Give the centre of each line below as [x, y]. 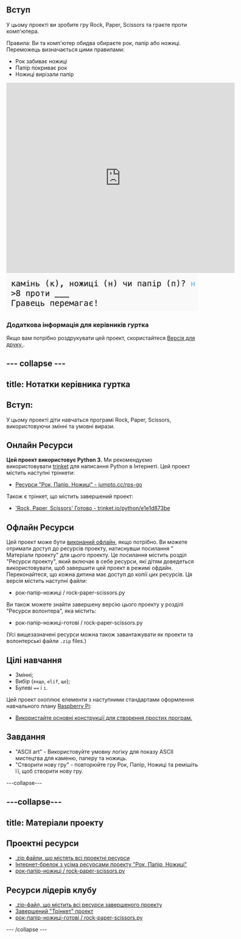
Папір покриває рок [41, 68]
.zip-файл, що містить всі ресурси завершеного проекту [89, 905]
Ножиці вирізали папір [44, 74]
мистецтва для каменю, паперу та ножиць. [71, 758]
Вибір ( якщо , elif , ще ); [43, 681]
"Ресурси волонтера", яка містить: [51, 611]
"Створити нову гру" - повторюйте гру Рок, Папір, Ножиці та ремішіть [107, 764]
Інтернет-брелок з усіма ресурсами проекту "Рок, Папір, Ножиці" [101, 865]
